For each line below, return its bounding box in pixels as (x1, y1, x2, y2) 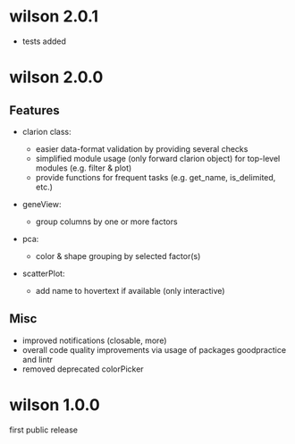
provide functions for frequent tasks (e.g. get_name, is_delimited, (35, 172, 276, 182)
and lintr (21, 354, 54, 364)
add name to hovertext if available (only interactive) (35, 285, 225, 296)
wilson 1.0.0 (9, 395, 100, 415)
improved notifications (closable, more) (21, 335, 167, 346)
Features (9, 103, 60, 118)
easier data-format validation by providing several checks (35, 143, 249, 154)
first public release (9, 424, 79, 435)
